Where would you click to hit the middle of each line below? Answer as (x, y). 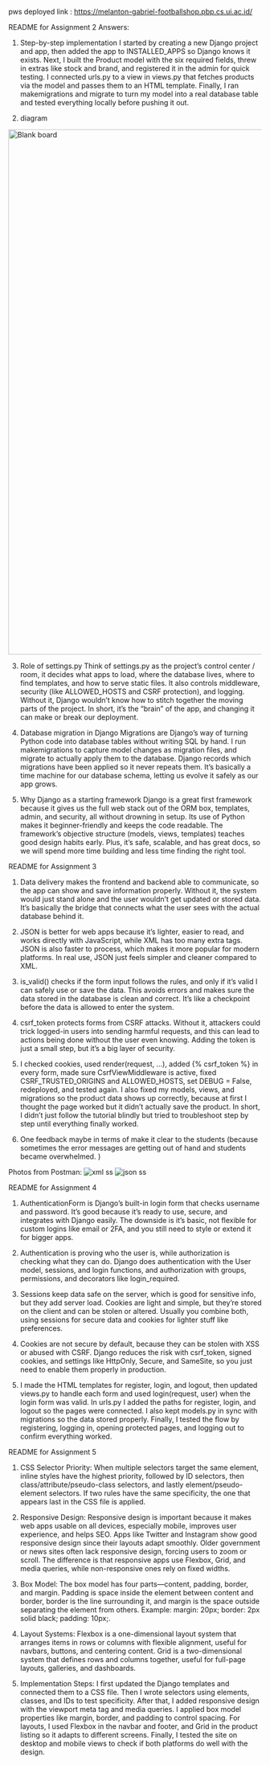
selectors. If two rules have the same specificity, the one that (149, 1493)
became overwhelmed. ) (60, 1156)
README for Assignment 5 (52, 1452)
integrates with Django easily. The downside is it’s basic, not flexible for (138, 1220)
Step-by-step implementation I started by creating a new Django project (139, 43)
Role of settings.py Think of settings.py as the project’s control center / (137, 666)
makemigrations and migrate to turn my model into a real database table (139, 94)
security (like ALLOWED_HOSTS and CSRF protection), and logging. (132, 692)
